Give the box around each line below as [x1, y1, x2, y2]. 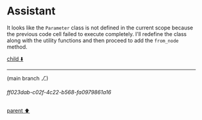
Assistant [7, 4, 56, 18]
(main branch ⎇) [7, 74, 49, 82]
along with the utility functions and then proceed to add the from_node [7, 37, 179, 44]
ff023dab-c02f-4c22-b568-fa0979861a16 [7, 88, 111, 95]
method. [7, 43, 28, 50]
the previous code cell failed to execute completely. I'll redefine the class [7, 30, 187, 37]
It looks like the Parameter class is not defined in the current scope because [7, 24, 194, 31]
